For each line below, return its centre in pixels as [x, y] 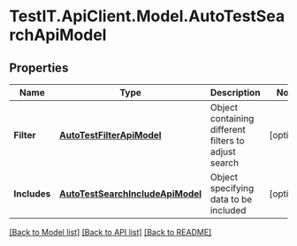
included [228, 210]
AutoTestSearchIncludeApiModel [130, 194]
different [228, 130]
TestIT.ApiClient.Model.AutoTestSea [147, 16]
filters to [227, 141]
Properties [39, 68]
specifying [232, 188]
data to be [231, 199]
